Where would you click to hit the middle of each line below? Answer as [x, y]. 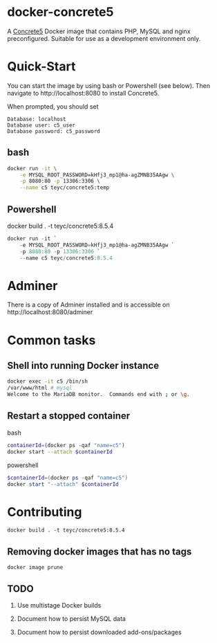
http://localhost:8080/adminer [50, 312]
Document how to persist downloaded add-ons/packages [99, 632]
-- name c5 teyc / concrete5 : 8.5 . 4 [66, 258]
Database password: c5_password [54, 131]
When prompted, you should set [53, 106]
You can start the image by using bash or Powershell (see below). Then [109, 85]
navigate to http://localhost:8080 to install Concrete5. [83, 93]
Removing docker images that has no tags [100, 551]
